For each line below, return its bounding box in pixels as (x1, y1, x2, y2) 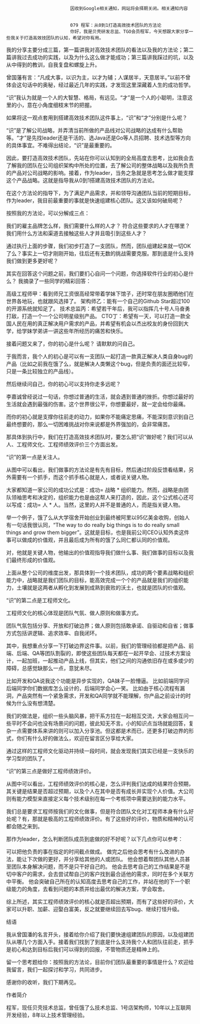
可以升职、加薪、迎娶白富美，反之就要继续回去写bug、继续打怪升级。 (11, 906, 183, 912)
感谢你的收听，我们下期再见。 (6, 979, 79, 986)
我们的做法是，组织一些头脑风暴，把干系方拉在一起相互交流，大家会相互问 (6, 713, 189, 719)
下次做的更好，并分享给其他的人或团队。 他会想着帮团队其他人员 (26, 856, 185, 862)
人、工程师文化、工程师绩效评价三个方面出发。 (6, 441, 121, 448)
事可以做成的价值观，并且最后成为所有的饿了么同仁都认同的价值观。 (6, 536, 173, 543)
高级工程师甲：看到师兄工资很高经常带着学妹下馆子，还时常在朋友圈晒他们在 (6, 290, 194, 297)
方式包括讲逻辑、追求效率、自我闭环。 (6, 630, 100, 637)
